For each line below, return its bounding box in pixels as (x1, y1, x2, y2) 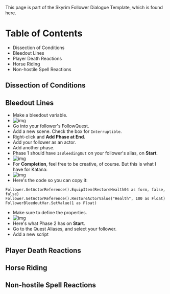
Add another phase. (12, 145, 55, 151)
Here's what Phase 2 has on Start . (12, 220, 85, 227)
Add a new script (12, 231, 49, 237)
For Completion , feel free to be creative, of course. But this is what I (12, 161, 157, 167)
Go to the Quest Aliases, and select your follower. (12, 226, 117, 232)
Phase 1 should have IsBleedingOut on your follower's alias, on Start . (12, 150, 158, 156)
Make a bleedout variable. (12, 112, 68, 118)
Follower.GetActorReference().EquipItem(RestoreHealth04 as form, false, (5, 187, 166, 192)
